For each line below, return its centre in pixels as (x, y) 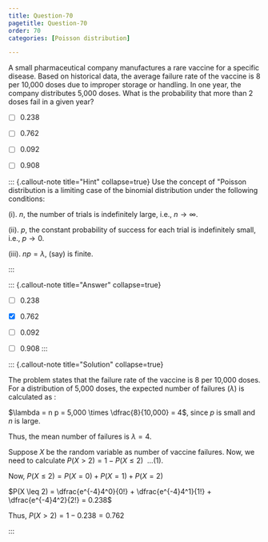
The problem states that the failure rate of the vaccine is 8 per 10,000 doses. (134, 379)
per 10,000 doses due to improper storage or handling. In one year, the (125, 85)
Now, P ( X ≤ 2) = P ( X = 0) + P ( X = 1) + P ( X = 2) (86, 476)
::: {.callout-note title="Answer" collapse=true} (85, 284)
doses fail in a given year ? (51, 102)
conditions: (27, 199)
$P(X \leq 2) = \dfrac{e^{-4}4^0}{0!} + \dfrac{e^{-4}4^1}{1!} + (110, 491)
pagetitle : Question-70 (48, 23)
